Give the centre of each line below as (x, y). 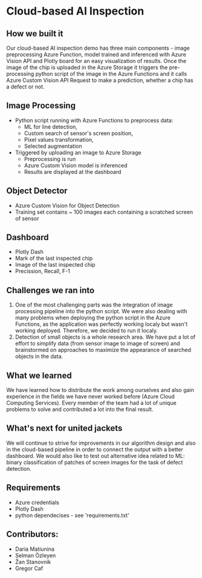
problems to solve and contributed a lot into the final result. (80, 410)
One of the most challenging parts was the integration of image (94, 305)
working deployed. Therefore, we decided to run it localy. (86, 331)
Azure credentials (37, 502)
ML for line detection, (50, 127)
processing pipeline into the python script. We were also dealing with (101, 311)
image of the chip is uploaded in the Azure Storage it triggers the (87, 67)
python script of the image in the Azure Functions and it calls (111, 74)
